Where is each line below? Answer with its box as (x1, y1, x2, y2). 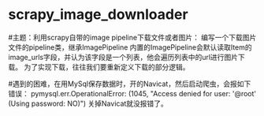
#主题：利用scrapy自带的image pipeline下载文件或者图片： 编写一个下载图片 (8, 32, 257, 42)
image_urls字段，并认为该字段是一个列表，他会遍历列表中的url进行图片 (8, 52, 239, 62)
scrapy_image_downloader (8, 6, 188, 24)
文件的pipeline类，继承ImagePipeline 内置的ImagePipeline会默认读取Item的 (8, 42, 252, 52)
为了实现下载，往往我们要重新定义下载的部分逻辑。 (23, 62, 190, 72)
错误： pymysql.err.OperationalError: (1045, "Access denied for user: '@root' (8, 88, 257, 98)
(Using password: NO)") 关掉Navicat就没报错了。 (8, 99, 168, 108)
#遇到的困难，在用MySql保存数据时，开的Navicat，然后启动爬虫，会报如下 (8, 79, 251, 88)
